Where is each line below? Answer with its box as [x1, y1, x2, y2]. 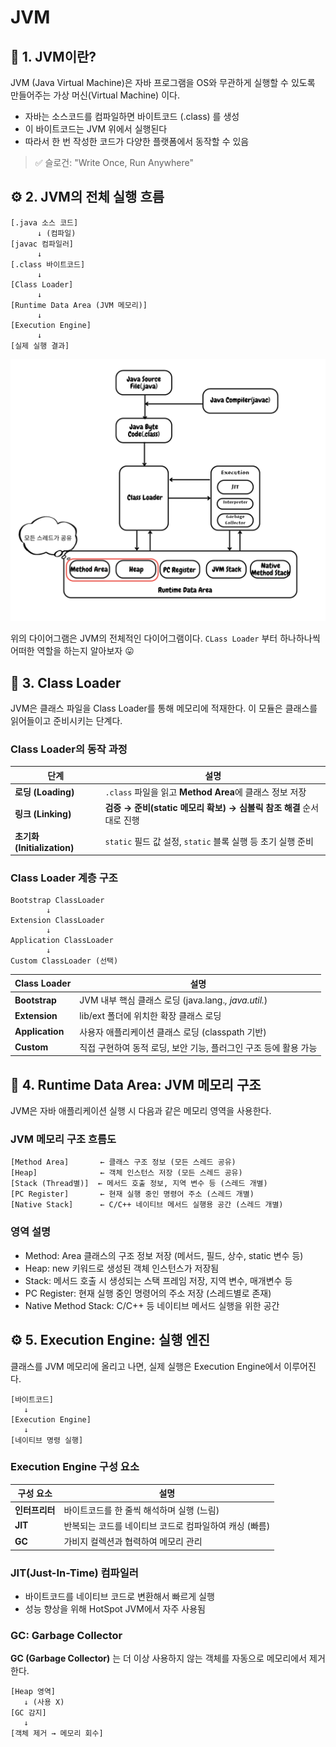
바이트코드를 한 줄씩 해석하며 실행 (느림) [63, 1504, 220, 1516]
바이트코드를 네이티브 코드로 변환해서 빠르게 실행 [24, 1590, 215, 1602]
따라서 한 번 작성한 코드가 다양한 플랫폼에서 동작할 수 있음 [24, 136, 250, 147]
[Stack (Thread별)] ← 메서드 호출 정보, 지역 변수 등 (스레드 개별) [10, 1179, 268, 1189]
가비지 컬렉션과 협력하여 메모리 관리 [63, 1536, 203, 1548]
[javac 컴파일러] [10, 239, 75, 249]
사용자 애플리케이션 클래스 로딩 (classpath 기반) [79, 1026, 267, 1038]
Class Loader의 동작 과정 [10, 742, 128, 756]
